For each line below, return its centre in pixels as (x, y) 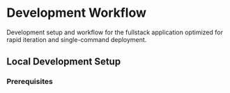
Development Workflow (77, 13)
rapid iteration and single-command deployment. (77, 39)
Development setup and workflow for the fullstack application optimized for (115, 32)
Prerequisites (30, 82)
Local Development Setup (64, 62)
